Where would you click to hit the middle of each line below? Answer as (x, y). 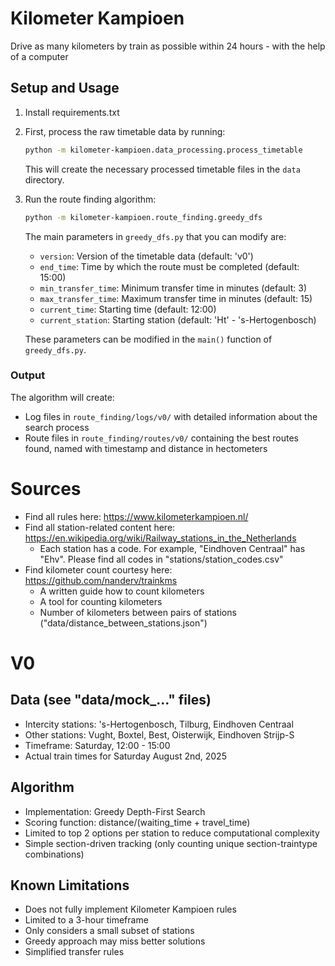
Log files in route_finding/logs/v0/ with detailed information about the (171, 416)
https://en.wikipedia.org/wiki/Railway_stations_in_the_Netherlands (160, 538)
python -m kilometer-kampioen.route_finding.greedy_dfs (143, 217)
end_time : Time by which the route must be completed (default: (169, 266)
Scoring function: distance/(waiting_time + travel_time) (137, 822)
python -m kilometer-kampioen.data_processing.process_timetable (163, 150)
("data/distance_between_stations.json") (123, 623)
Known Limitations (70, 885)
